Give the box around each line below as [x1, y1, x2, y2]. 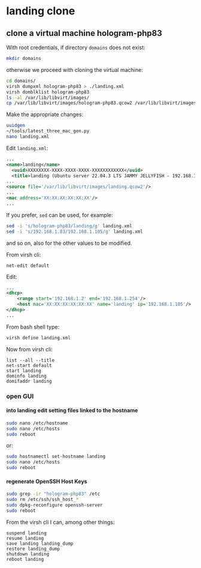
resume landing [6, 535, 44, 541]
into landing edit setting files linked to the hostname [6, 407, 138, 414]
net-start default [6, 362, 52, 369]
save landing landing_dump [6, 540, 74, 546]
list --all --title [6, 357, 55, 363]
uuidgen [6, 123, 26, 129]
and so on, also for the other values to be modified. [6, 239, 133, 247]
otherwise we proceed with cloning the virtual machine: [6, 66, 144, 73]
